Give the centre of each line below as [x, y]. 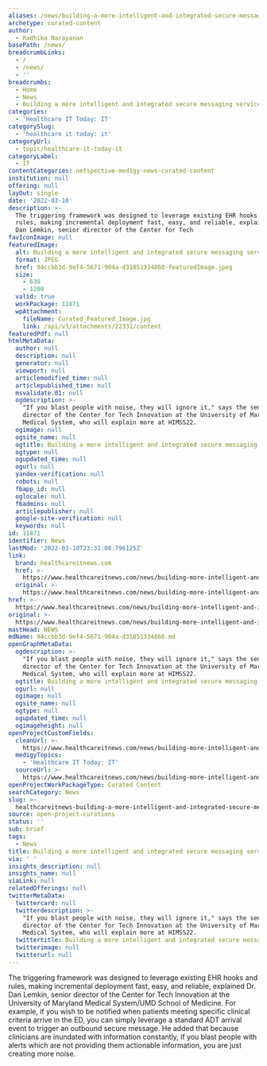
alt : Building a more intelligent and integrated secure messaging [130, 252]
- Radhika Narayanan [49, 38]
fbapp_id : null [41, 489]
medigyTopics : [39, 755]
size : [25, 274]
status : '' [26, 822]
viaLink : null [32, 881]
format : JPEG [37, 259]
